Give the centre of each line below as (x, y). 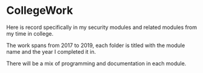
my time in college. (30, 33)
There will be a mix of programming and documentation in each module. (96, 63)
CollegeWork (40, 11)
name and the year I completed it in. (51, 51)
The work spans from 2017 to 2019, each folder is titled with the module (96, 45)
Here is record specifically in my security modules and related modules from (101, 27)
